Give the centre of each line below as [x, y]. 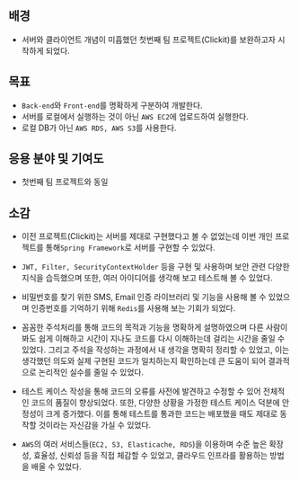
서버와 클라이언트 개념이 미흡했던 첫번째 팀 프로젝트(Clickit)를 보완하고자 [148, 40]
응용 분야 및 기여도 [56, 159]
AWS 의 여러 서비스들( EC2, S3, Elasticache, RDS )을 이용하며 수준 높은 [144, 444]
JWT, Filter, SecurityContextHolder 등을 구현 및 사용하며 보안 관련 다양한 [155, 267]
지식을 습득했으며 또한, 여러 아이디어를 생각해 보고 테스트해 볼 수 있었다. [147, 278]
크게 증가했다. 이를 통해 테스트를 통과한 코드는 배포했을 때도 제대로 [162, 414]
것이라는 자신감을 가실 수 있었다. [95, 425]
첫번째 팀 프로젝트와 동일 [65, 182]
